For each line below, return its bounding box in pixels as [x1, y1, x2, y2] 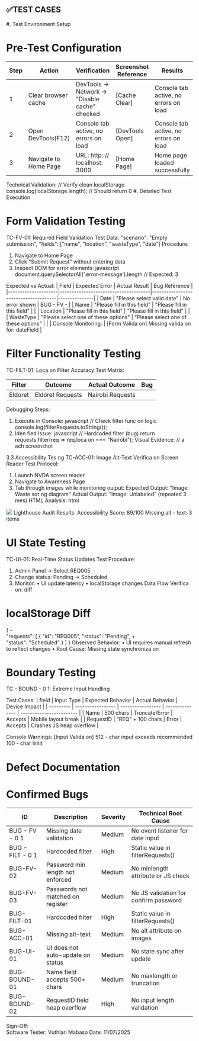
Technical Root [139, 809, 182, 817]
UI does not [46, 943, 79, 952]
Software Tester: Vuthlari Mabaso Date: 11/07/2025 [6, 1029, 130, 1036]
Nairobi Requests [88, 390, 136, 399]
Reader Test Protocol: [6, 460, 59, 467]
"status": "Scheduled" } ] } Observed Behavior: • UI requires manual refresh [6, 639, 191, 646]
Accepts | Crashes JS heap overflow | [6, 722, 99, 729]
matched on [46, 892, 80, 901]
